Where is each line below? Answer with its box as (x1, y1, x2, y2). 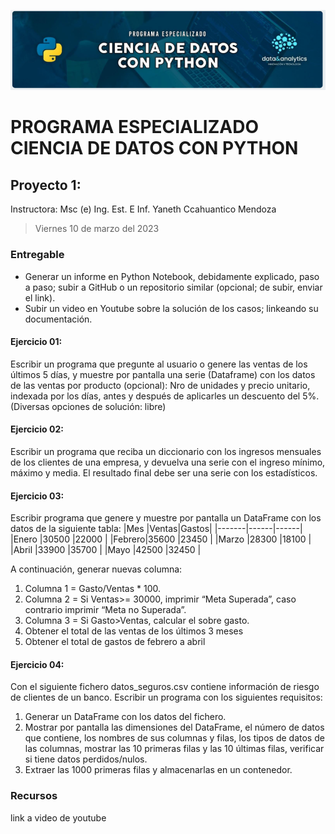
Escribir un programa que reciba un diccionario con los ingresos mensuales (10, 445, 322, 457)
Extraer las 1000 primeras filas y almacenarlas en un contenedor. (24, 764, 293, 776)
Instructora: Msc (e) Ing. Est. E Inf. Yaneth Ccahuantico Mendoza (10, 203, 277, 215)
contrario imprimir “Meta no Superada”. (24, 604, 187, 616)
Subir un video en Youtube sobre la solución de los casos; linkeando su (24, 302, 319, 314)
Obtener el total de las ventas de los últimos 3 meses (24, 625, 244, 637)
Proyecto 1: (10, 176, 82, 194)
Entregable (10, 248, 65, 262)
